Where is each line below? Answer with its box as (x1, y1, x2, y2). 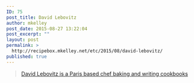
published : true (6, 54, 47, 60)
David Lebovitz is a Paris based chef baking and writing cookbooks (20, 70, 189, 77)
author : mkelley (6, 20, 47, 26)
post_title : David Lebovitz (6, 14, 77, 20)
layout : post (6, 37, 39, 43)
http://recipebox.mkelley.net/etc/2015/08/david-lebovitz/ (11, 48, 163, 54)
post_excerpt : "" (6, 31, 50, 37)
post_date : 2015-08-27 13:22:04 (6, 25, 87, 32)
